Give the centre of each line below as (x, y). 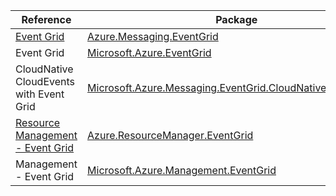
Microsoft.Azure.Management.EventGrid (182, 170)
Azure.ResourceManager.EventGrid (170, 135)
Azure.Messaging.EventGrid (153, 36)
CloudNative (44, 69)
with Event (40, 94)
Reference (46, 19)
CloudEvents (45, 81)
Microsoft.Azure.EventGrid (149, 52)
